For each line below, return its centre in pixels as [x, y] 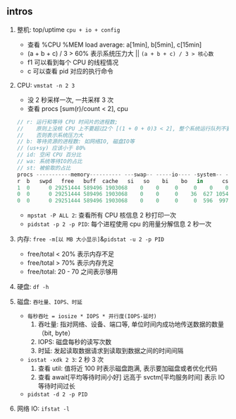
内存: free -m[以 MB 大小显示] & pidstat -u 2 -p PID [91, 239]
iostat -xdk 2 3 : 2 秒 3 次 [65, 360]
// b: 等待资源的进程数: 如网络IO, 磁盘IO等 [76, 142]
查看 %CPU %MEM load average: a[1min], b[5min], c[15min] [114, 45]
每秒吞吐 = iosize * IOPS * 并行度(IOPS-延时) [92, 317]
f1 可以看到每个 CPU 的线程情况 [73, 62]
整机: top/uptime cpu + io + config [68, 29]
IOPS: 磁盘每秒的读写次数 [75, 342]
